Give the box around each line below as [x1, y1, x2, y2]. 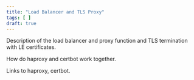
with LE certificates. [6, 43, 57, 51]
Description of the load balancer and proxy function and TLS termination [6, 37, 188, 45]
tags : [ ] [6, 15, 32, 21]
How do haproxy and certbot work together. [6, 56, 117, 63]
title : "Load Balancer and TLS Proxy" [6, 9, 105, 15]
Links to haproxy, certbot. [6, 67, 71, 75]
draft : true [6, 20, 36, 26]
